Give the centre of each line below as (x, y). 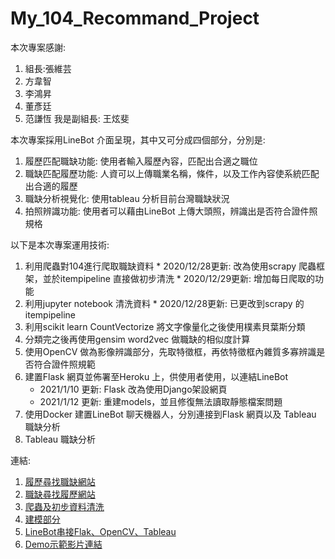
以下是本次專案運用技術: (60, 244)
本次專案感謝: (38, 47)
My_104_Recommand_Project (135, 18)
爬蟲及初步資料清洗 (64, 506)
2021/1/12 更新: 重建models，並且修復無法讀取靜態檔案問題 (161, 401)
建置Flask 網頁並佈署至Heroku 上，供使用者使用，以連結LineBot (156, 376)
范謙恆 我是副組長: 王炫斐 (77, 118)
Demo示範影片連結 (63, 544)
